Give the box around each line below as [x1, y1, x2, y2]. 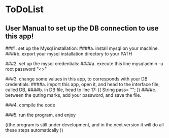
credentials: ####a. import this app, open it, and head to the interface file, [5, 81, 160, 87]
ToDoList [5, 4, 44, 15]
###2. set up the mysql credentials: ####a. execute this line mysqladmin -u [5, 61, 163, 67]
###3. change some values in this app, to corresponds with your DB [5, 76, 148, 82]
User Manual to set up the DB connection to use [5, 24, 159, 33]
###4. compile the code [5, 102, 56, 108]
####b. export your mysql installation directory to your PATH [5, 51, 132, 57]
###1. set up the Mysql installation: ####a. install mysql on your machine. [5, 45, 159, 51]
